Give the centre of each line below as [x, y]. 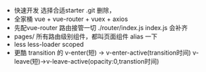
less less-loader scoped [49, 44]
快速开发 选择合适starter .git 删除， [65, 10]
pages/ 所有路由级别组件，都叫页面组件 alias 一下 [86, 36]
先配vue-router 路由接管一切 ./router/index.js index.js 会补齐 [101, 28]
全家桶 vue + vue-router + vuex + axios [71, 19]
